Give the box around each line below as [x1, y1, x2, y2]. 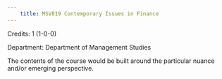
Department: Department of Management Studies [7, 43, 152, 51]
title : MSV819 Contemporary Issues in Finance [20, 10, 159, 17]
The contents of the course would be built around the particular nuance [7, 57, 215, 65]
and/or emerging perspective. [7, 64, 94, 72]
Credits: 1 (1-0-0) [7, 29, 57, 38]
